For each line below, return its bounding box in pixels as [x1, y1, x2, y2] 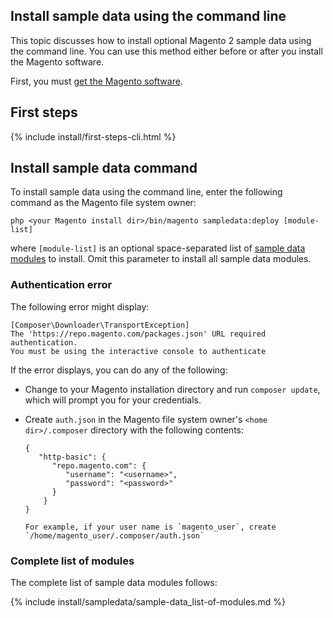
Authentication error [10, 278, 113, 292]
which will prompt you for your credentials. [24, 394, 202, 406]
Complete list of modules [10, 554, 135, 568]
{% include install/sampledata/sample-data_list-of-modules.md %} [10, 596, 287, 608]
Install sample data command [10, 160, 198, 177]
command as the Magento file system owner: [10, 197, 197, 209]
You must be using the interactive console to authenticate [10, 346, 267, 356]
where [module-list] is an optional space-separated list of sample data [10, 242, 306, 254]
